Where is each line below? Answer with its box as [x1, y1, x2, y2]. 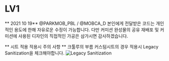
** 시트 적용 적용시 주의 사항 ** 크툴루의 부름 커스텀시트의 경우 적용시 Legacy [5, 43, 159, 49]
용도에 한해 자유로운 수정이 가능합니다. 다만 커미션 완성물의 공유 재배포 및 [14, 26, 159, 33]
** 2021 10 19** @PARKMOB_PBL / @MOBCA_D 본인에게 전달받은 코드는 [5, 20, 155, 26]
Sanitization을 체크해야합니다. [5, 50, 64, 56]
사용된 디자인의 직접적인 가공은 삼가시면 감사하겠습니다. [18, 33, 128, 39]
